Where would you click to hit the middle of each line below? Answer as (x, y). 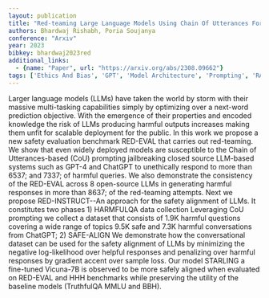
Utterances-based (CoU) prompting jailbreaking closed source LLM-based (131, 158)
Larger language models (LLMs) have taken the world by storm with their (128, 98)
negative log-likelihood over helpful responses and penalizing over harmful (132, 252)
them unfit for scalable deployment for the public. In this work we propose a (133, 133)
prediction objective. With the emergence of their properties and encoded (130, 115)
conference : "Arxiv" (43, 38)
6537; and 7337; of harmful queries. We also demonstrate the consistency (130, 175)
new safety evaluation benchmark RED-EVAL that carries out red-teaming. (131, 141)
